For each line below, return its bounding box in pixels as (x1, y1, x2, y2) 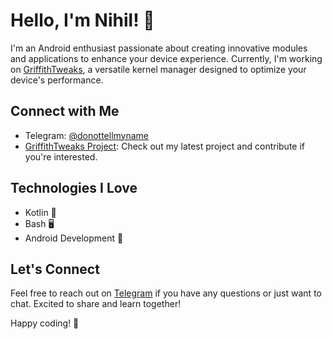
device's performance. (10, 74, 104, 86)
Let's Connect (10, 260, 100, 278)
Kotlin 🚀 (24, 206, 57, 218)
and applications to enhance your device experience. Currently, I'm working (10, 52, 323, 64)
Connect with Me (10, 103, 120, 120)
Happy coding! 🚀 (10, 317, 80, 329)
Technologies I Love (10, 180, 138, 197)
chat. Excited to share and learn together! (10, 298, 182, 310)
